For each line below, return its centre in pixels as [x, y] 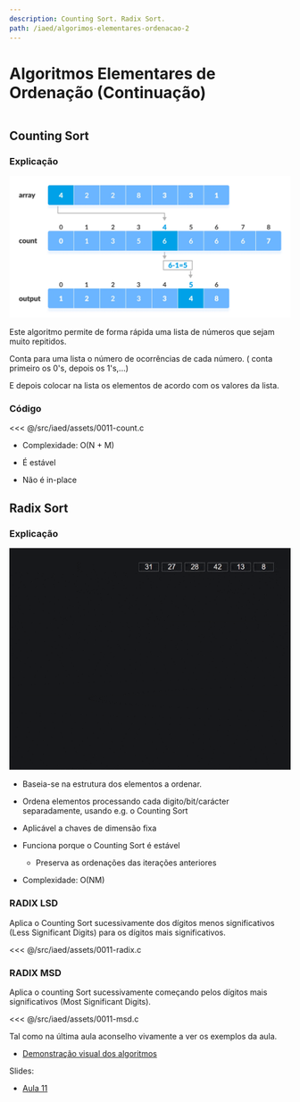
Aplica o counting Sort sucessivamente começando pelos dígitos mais [138, 992]
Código [25, 409]
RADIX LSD [34, 904]
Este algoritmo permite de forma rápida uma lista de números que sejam [142, 332]
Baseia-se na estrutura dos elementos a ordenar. [112, 784]
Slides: [21, 1071]
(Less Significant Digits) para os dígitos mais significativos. [117, 932]
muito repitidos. [38, 342]
